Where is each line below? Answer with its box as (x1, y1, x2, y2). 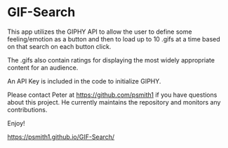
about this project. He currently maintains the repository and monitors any (7, 97, 221, 106)
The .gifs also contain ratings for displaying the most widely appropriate (7, 55, 215, 64)
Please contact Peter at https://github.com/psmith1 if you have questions (7, 90, 217, 99)
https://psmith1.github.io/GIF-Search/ (7, 133, 115, 141)
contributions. (7, 105, 48, 114)
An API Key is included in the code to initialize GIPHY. (7, 76, 161, 85)
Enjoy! (7, 119, 26, 127)
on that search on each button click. (7, 42, 112, 51)
